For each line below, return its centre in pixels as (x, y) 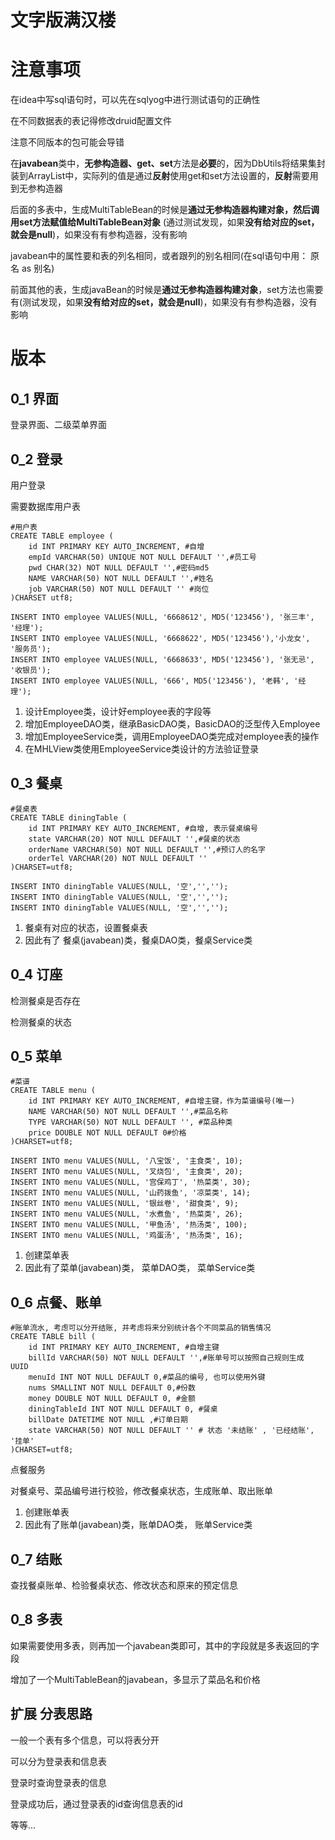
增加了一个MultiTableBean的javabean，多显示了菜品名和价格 (135, 1679)
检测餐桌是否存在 (45, 1000)
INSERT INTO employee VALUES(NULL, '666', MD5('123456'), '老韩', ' (154, 681)
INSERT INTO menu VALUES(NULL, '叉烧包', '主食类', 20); (127, 1172)
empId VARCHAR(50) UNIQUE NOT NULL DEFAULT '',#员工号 (142, 557)
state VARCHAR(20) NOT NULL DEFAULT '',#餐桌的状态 (134, 839)
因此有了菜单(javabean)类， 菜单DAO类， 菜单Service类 (140, 1268)
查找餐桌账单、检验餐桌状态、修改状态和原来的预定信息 (124, 1585)
